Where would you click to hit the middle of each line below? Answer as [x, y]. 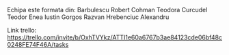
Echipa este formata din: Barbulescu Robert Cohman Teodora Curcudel [107, 10]
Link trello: [22, 30]
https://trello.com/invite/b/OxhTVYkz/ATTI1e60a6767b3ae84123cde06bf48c [115, 37]
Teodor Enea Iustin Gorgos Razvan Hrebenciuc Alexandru [88, 17]
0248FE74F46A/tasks [38, 44]
